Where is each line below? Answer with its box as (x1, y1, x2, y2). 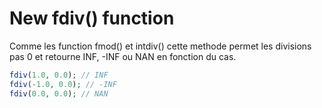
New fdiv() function (9, 7, 175, 30)
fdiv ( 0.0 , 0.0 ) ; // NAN (9, 88, 109, 99)
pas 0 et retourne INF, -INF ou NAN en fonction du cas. (9, 50, 237, 62)
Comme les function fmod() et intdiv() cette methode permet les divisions (9, 40, 312, 52)
